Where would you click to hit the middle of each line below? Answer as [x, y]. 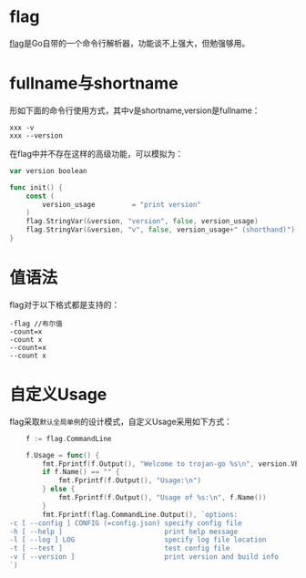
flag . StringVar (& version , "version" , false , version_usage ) [142, 222]
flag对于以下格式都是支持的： [65, 304]
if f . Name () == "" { [81, 472]
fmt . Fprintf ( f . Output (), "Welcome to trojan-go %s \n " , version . [167, 464]
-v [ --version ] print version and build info [144, 557]
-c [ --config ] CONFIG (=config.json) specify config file [126, 523]
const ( [40, 196]
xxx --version [36, 135]
